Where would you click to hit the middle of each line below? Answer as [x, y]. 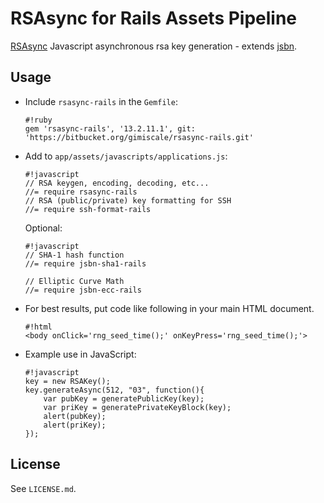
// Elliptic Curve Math [74, 281]
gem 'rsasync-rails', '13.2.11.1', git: [110, 128]
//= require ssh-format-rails [88, 209]
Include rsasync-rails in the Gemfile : [101, 101]
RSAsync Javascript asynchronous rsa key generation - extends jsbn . [154, 46]
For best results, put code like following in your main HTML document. [169, 308]
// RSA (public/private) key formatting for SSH [128, 200]
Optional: [43, 228]
